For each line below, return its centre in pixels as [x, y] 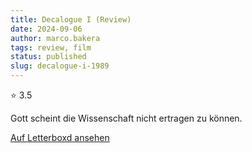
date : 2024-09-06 [46, 29]
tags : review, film [51, 47]
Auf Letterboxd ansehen [60, 137]
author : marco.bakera [55, 38]
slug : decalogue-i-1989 [60, 66]
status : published [48, 57]
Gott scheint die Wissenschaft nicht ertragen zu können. [126, 118]
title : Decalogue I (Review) [71, 19]
